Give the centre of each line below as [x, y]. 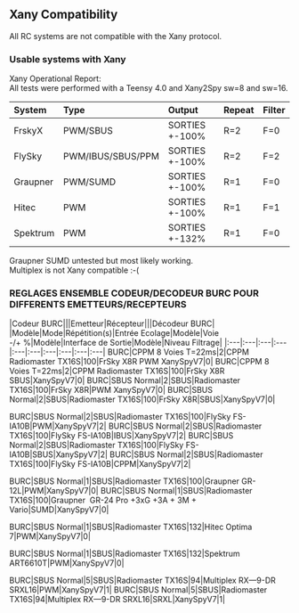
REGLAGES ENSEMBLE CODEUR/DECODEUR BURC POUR [134, 293]
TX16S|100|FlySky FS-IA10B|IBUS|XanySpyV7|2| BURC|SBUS [121, 436]
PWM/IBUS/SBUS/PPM [111, 157]
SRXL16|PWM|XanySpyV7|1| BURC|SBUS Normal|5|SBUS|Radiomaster [138, 590]
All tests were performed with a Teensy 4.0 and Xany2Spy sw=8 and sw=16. [149, 88]
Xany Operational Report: [55, 78]
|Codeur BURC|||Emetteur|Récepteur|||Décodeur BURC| [112, 323]
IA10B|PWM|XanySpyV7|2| [58, 426]
